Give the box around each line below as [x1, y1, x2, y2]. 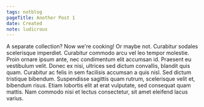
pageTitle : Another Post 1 [6, 15, 75, 21]
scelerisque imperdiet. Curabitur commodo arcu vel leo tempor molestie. [6, 50, 190, 57]
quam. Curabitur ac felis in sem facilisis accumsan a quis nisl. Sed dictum [6, 68, 192, 76]
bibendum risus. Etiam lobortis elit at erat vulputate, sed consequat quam [6, 82, 191, 89]
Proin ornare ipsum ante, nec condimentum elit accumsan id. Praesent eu [6, 56, 192, 63]
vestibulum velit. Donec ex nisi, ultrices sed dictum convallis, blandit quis [6, 62, 191, 70]
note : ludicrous [6, 26, 48, 32]
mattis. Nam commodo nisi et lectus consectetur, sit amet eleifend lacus [6, 88, 188, 95]
